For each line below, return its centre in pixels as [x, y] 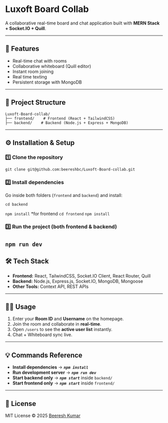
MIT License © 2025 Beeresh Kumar [43, 415]
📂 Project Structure [35, 103]
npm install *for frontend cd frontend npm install [57, 213]
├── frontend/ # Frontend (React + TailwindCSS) [60, 118]
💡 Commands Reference [44, 355]
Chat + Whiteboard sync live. [42, 335]
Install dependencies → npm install [50, 367]
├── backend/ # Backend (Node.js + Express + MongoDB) [67, 123]
